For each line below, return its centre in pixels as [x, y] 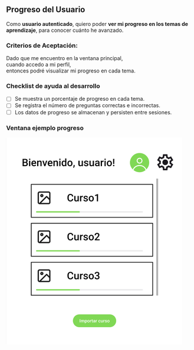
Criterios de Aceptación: [42, 45]
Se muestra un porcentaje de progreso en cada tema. [80, 99]
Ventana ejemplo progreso [45, 128]
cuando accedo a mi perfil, [39, 65]
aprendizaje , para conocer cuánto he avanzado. [65, 30]
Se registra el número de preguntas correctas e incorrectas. [88, 105]
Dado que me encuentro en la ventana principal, [65, 58]
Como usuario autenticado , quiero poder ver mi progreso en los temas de [97, 24]
